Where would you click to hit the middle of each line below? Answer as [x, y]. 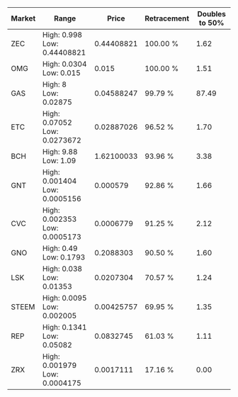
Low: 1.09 [59, 161]
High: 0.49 [60, 248]
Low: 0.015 [62, 73]
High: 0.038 [62, 269]
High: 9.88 [60, 152]
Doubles [212, 14]
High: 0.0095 [64, 298]
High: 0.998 [62, 35]
